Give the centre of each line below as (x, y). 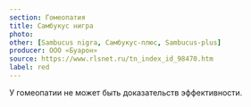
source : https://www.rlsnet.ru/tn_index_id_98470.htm (112, 59)
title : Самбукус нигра (51, 26)
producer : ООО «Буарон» (54, 51)
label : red (29, 68)
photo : (21, 34)
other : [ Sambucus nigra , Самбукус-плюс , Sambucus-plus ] (115, 42)
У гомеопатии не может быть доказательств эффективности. (126, 92)
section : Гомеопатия (48, 17)
